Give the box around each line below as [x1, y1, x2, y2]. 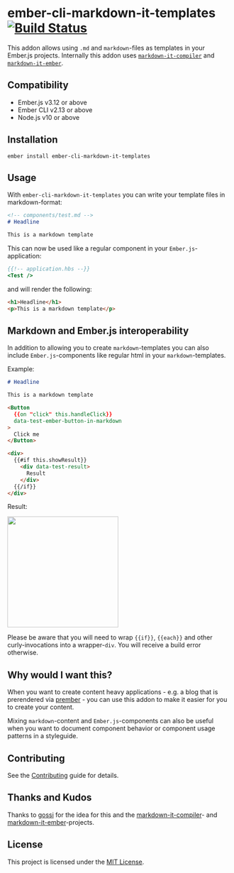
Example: [7, 365, 35, 373]
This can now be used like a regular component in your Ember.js [7, 244, 195, 253]
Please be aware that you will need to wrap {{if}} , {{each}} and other [7, 633, 213, 642]
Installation [7, 133, 58, 146]
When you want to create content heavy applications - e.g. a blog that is [7, 688, 218, 696]
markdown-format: [7, 198, 62, 207]
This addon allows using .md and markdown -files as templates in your [7, 43, 206, 52]
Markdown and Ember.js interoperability [7, 324, 189, 336]
